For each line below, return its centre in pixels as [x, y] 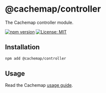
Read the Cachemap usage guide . [39, 85]
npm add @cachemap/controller [36, 58]
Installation [22, 47]
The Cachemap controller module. [39, 22]
